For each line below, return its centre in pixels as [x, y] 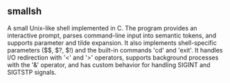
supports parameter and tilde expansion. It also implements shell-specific [112, 43]
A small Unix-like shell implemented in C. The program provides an [102, 28]
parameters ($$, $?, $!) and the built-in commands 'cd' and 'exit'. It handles [115, 50]
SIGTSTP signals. [32, 72]
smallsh [25, 11]
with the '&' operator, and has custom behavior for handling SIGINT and [109, 64]
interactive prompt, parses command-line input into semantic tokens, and [112, 35]
